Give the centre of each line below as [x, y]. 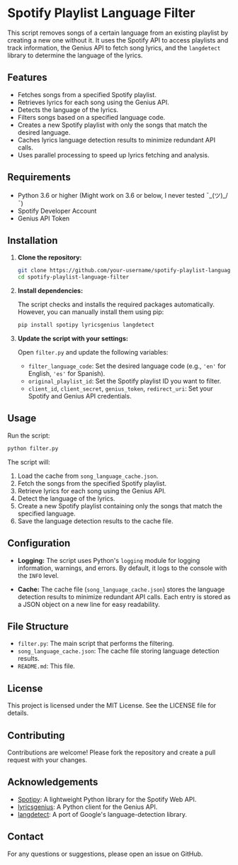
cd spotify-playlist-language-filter [73, 277]
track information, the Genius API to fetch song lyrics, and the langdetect [114, 48]
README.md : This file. [46, 666]
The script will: [29, 462]
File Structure [38, 626]
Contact [25, 837]
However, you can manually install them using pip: [91, 312]
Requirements [39, 178]
